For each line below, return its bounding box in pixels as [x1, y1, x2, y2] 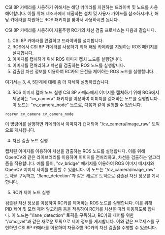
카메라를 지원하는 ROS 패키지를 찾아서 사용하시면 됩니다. [10, 17, 119, 22]
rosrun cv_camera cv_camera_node [5, 112, 74, 117]
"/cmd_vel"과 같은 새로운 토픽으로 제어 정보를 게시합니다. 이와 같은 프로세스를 [5, 219, 155, 224]
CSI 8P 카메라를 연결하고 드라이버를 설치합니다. [12, 38, 104, 43]
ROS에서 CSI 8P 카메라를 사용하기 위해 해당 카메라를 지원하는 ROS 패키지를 [12, 44, 159, 49]
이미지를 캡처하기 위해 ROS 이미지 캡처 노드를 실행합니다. [12, 56, 123, 62]
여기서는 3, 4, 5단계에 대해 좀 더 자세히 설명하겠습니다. [5, 79, 110, 85]
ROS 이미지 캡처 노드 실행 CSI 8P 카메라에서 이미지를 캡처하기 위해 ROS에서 [12, 89, 159, 95]
